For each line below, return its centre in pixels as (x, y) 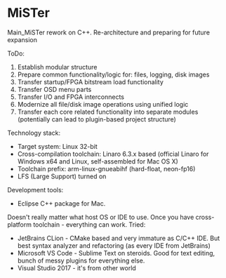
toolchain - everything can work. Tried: (89, 224)
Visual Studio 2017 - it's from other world (77, 267)
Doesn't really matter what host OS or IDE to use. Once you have (101, 217)
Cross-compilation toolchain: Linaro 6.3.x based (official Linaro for (113, 154)
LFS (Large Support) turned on (62, 176)
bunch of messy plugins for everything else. (81, 260)
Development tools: (35, 190)
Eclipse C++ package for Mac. (61, 203)
